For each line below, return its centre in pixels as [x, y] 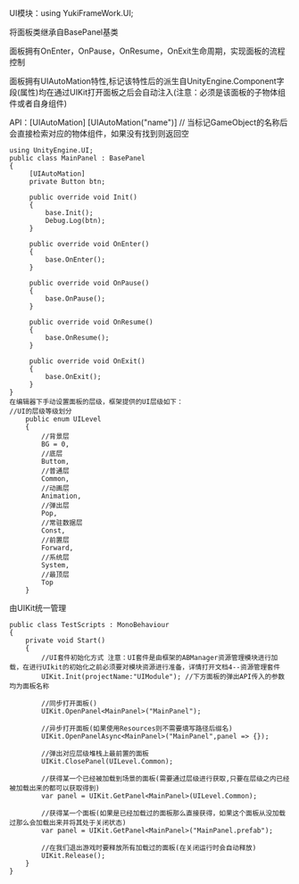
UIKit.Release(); [73, 855]
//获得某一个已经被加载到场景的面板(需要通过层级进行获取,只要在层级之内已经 [166, 779]
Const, [54, 531]
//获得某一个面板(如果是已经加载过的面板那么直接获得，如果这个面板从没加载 [163, 814]
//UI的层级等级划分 [41, 411]
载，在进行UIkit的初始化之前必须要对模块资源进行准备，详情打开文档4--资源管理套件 [145, 667]
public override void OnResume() [91, 322]
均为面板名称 [29, 686]
